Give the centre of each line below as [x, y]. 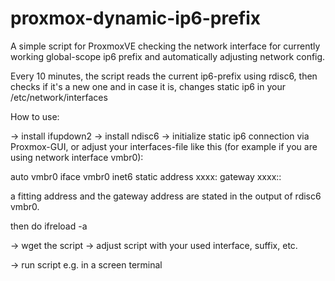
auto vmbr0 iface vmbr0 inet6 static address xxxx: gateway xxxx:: [146, 176]
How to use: [35, 116]
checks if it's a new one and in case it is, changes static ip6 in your [148, 86]
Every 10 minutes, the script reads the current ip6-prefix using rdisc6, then [164, 76]
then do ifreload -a [49, 226]
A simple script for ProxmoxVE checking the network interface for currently [165, 46]
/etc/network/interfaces [59, 97]
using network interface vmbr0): [77, 157]
